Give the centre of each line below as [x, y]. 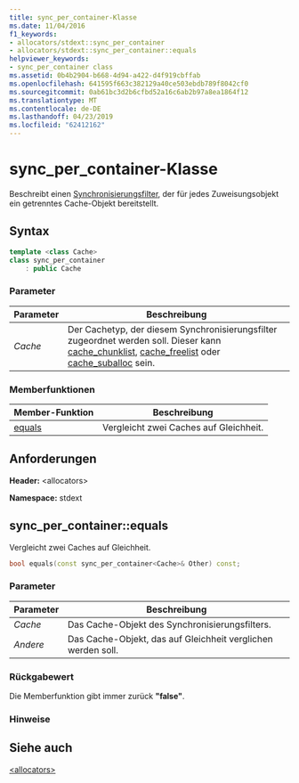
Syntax [29, 231]
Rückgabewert [41, 676]
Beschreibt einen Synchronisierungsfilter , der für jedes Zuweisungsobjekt [144, 193]
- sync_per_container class [61, 68]
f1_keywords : [33, 34]
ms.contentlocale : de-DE [55, 109]
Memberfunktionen [52, 389]
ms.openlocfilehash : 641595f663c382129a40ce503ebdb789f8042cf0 [129, 84]
